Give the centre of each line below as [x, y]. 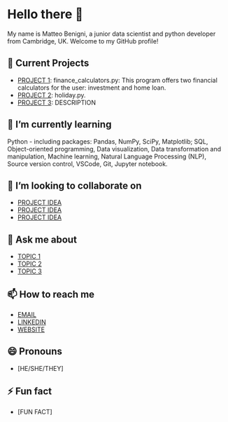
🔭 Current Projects [48, 63]
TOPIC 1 [29, 257]
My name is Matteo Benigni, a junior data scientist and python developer [112, 34]
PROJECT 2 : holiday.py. [51, 95]
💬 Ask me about [42, 239]
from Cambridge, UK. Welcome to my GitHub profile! [83, 41]
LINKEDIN [32, 322]
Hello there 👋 [45, 14]
